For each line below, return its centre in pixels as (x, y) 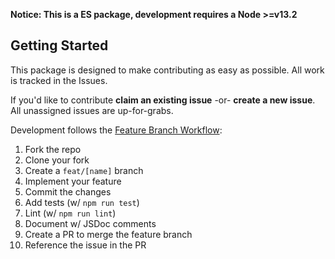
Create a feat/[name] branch (84, 170)
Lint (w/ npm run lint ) (70, 213)
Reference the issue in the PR (85, 245)
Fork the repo (53, 149)
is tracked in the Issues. (59, 80)
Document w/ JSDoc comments (90, 223)
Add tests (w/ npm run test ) (82, 202)
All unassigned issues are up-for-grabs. (92, 110)
